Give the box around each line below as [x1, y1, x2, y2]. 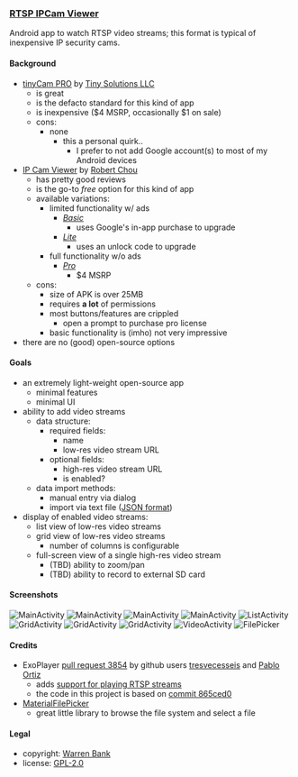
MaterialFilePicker [22, 698, 90, 709]
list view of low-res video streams [35, 521, 162, 532]
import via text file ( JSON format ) [49, 501, 173, 512]
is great [35, 87, 65, 98]
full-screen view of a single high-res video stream [35, 549, 221, 561]
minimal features [35, 387, 98, 398]
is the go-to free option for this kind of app [35, 183, 194, 194]
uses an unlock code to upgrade [76, 241, 196, 251]
